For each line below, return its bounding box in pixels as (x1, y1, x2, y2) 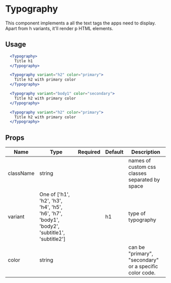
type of (128, 210, 146, 217)
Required (78, 148, 101, 156)
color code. (128, 269, 156, 276)
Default (105, 148, 124, 156)
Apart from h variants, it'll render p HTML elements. (5, 25, 113, 31)
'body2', (39, 223, 60, 230)
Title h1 (14, 58, 33, 64)
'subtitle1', (39, 229, 65, 236)
